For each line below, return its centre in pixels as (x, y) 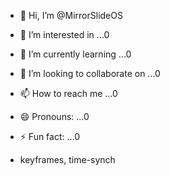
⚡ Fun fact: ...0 (50, 136)
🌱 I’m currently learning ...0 (75, 54)
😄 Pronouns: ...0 (54, 116)
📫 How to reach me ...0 (68, 93)
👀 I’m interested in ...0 (64, 34)
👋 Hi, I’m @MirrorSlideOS (71, 15)
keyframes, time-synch (67, 159)
